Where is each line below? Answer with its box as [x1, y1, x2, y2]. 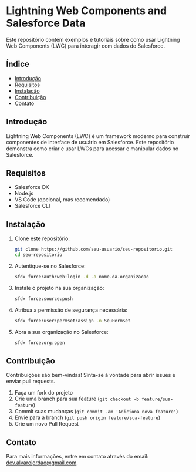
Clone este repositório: [14, 235, 70, 242]
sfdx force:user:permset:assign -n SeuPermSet [14, 318, 131, 323]
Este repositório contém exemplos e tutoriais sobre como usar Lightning [6, 36, 180, 43]
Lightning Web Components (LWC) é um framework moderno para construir [6, 132, 191, 139]
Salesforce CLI [14, 203, 50, 210]
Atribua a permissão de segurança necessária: [14, 306, 128, 313]
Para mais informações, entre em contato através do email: [6, 453, 148, 460]
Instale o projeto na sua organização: [14, 284, 104, 291]
